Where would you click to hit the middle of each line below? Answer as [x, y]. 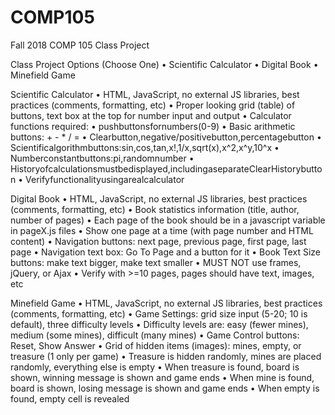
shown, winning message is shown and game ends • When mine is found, [162, 377]
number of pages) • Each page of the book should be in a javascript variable [168, 220]
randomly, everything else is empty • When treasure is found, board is [155, 367]
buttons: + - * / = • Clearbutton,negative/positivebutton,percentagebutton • [166, 137]
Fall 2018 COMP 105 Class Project [80, 45]
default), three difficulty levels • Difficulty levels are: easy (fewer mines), [159, 324]
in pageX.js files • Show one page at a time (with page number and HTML [162, 230]
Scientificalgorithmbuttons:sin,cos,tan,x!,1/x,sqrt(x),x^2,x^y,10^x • [145, 147]
